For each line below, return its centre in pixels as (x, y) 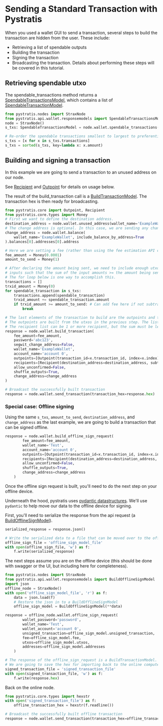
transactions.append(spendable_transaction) (59, 295)
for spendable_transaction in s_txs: (43, 291)
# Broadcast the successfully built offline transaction (64, 714)
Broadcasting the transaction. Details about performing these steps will (83, 63)
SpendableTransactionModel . (34, 105)
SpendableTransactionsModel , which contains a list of (59, 100)
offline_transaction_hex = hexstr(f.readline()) (64, 705)
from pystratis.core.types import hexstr (48, 696)
